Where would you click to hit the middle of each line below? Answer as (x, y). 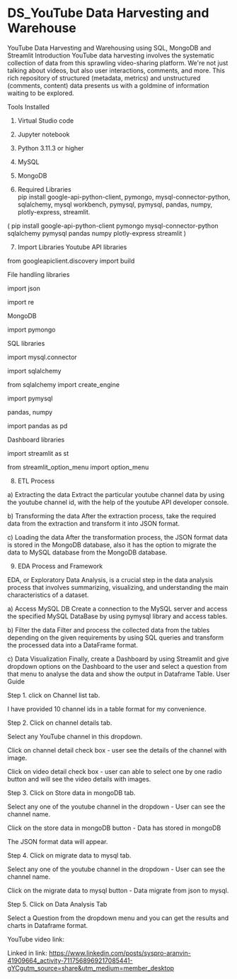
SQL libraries (26, 343)
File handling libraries (39, 274)
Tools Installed (28, 106)
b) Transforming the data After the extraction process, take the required (112, 515)
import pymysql (30, 398)
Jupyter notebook (44, 134)
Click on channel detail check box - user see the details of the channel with (117, 750)
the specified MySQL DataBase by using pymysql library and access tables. (117, 616)
